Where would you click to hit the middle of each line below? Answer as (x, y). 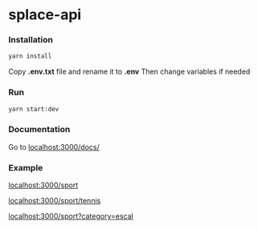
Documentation (39, 130)
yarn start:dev (34, 109)
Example (26, 167)
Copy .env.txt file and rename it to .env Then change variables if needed (129, 72)
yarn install (30, 56)
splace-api (45, 15)
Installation (31, 40)
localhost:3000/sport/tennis (55, 201)
